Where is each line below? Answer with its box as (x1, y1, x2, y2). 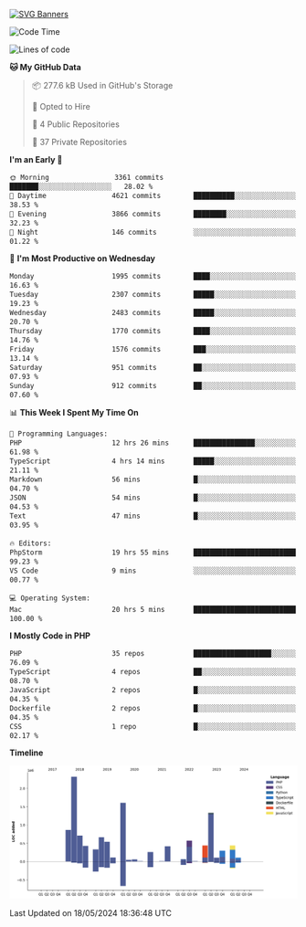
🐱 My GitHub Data (9, 62, 82, 72)
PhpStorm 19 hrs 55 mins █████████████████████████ (9, 548, 297, 557)
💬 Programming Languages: (9, 429, 108, 438)
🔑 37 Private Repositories (31, 137, 128, 147)
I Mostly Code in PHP (9, 630, 91, 641)
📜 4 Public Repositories (31, 119, 121, 130)
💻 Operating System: (9, 594, 91, 603)
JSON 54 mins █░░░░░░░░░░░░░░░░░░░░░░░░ (9, 493, 297, 502)
